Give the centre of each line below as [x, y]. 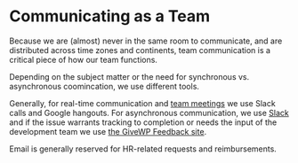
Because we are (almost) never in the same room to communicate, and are [146, 41]
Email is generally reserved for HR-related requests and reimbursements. [143, 149]
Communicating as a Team [110, 16]
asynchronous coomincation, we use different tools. [105, 86]
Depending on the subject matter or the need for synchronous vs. [129, 76]
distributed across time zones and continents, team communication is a [140, 50]
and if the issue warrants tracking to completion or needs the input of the [143, 122]
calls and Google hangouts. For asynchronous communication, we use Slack [149, 113]
